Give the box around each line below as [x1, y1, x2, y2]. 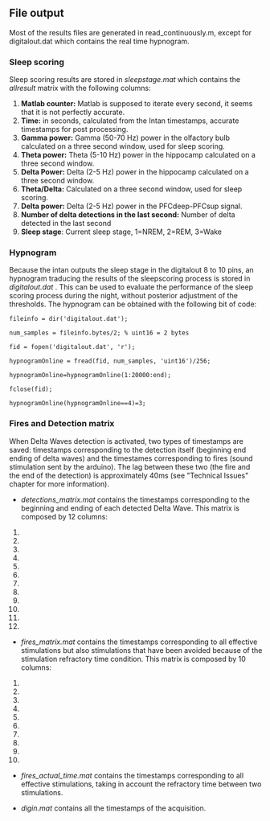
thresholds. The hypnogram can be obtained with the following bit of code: [9, 299, 257, 309]
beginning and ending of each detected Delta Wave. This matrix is [20, 503, 240, 513]
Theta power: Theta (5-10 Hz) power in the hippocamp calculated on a [20, 150, 256, 160]
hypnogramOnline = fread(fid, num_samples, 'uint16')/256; [9, 357, 211, 365]
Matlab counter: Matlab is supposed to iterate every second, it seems [20, 99, 253, 109]
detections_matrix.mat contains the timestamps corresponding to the [20, 495, 251, 504]
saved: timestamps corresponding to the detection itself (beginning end [9, 445, 247, 454]
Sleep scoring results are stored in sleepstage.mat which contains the [9, 75, 240, 84]
